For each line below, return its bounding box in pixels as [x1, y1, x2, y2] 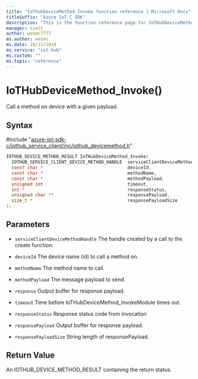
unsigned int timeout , [11, 181, 149, 187]
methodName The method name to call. [14, 264, 105, 271]
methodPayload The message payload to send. [14, 276, 126, 283]
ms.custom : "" [6, 53, 41, 59]
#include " [6, 136, 31, 143]
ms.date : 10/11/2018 [6, 42, 57, 48]
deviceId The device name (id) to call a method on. [14, 252, 139, 260]
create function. [14, 241, 54, 248]
